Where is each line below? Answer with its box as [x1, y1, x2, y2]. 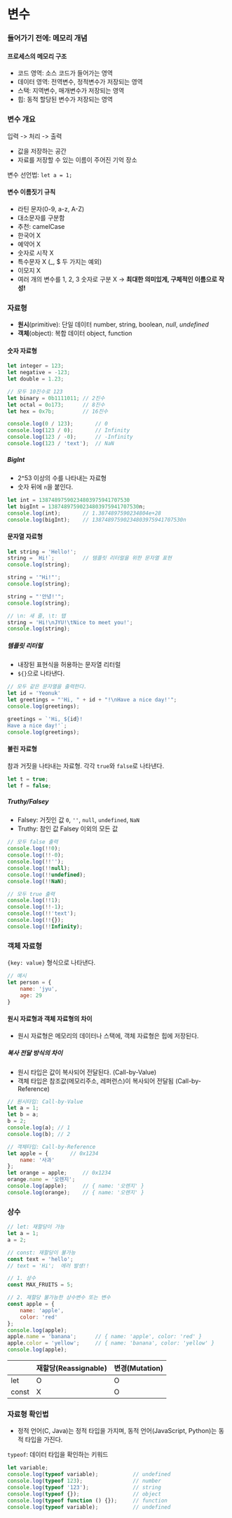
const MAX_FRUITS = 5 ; [7, 1281, 74, 1288]
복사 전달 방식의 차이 [7, 1049, 63, 1057]
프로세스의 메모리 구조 [7, 52, 67, 60]
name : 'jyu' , [20, 985, 58, 992]
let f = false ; [7, 782, 52, 789]
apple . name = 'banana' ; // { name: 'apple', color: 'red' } [7, 1333, 202, 1340]
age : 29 [20, 991, 42, 999]
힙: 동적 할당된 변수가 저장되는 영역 [17, 95, 114, 104]
